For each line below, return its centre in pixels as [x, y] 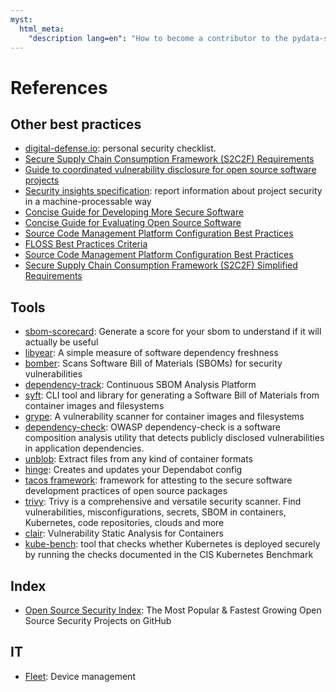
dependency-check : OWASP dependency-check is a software [152, 427]
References [59, 87]
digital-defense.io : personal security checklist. [120, 148]
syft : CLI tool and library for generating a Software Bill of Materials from [172, 395]
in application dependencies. [84, 448]
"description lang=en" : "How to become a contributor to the [158, 38]
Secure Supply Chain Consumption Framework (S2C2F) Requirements [169, 159]
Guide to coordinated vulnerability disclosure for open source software [170, 170]
